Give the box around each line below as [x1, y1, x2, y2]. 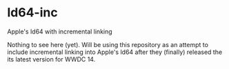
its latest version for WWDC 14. [7, 55, 96, 63]
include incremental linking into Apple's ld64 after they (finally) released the [7, 48, 223, 56]
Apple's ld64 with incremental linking [7, 27, 112, 36]
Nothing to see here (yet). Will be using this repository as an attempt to [7, 40, 209, 49]
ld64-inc [7, 5, 58, 20]
